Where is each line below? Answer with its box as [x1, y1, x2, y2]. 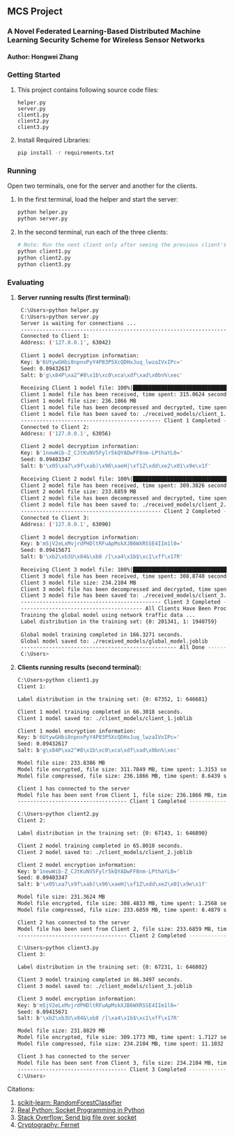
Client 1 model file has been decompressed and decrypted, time [20, 404, 211, 411]
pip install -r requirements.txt [17, 149, 115, 156]
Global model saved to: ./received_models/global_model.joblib [20, 638, 208, 645]
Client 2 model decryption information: [20, 443, 140, 450]
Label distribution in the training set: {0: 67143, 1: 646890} [17, 830, 208, 837]
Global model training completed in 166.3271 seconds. [20, 631, 183, 638]
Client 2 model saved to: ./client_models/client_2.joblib [17, 849, 193, 855]
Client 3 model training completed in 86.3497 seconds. [17, 976, 183, 983]
